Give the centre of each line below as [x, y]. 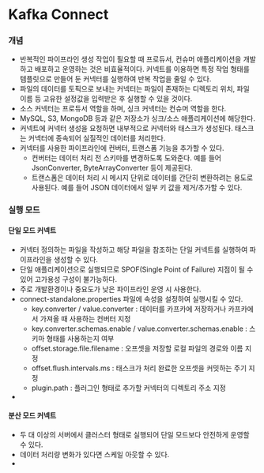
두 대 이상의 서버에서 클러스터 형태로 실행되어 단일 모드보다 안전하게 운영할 [135, 434]
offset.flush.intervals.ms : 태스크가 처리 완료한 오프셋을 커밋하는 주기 [139, 368]
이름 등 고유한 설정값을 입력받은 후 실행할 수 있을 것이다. [106, 99]
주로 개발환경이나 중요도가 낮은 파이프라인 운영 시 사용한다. [110, 289]
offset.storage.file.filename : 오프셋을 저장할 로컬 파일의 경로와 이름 [137, 348]
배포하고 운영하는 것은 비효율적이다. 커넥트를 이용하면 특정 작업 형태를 [142, 69]
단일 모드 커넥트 [32, 230]
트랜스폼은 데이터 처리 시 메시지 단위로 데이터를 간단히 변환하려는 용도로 [142, 178]
